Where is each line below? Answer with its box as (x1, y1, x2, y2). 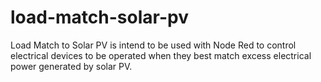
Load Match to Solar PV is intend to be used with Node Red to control (10, 39, 297, 51)
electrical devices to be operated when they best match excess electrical (10, 49, 312, 61)
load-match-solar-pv (10, 6, 189, 29)
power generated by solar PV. (10, 60, 133, 72)
